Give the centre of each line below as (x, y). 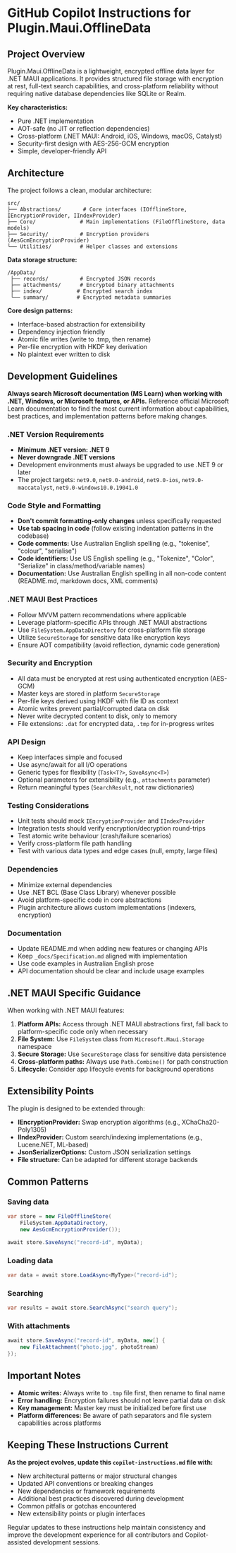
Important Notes (44, 1376)
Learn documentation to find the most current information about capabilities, (118, 409)
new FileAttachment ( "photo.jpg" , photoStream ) (89, 1347)
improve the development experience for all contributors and (95, 1535)
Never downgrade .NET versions (66, 457)
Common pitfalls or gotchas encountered (77, 1506)
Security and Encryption (50, 663)
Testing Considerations (48, 806)
